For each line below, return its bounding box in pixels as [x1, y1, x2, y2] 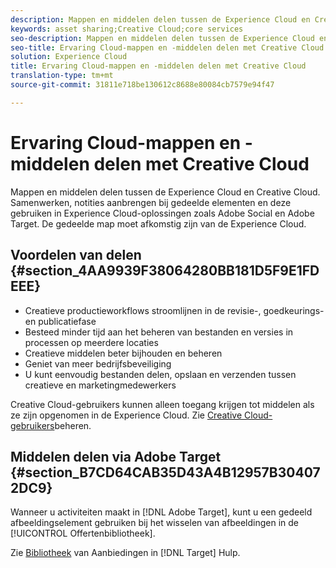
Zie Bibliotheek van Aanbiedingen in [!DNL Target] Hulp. [10, 547, 241, 559]
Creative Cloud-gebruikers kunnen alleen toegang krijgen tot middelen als [10, 398, 315, 410]
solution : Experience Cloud [10, 52, 128, 62]
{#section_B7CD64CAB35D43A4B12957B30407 [10, 464, 321, 481]
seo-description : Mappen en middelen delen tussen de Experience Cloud [10, 33, 315, 43]
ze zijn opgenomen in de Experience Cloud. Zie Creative [10, 409, 243, 421]
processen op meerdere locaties [24, 336, 159, 348]
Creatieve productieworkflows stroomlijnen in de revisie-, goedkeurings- [24, 304, 325, 316]
